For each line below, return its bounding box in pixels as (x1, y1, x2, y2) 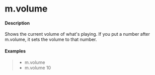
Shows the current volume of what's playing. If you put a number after (5, 31, 150, 37)
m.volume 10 (24, 64, 51, 70)
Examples (5, 48, 26, 54)
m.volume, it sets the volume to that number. (5, 36, 97, 43)
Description (5, 20, 30, 26)
